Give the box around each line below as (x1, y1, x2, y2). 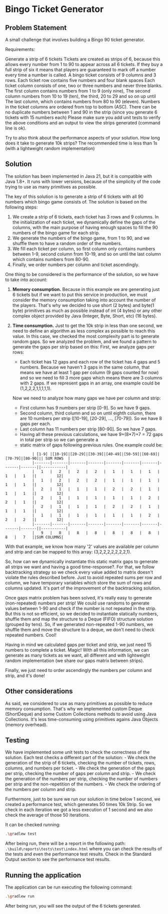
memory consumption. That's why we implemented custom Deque (5, 705, 142, 711)
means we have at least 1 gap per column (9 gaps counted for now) (19, 369, 159, 375)
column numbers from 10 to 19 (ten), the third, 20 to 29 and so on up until (5, 93, 156, 99)
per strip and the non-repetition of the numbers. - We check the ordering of (5, 781, 161, 787)
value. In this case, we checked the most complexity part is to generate (12, 333, 159, 339)
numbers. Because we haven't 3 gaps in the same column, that (19, 364, 150, 370)
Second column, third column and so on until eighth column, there (19, 410, 156, 416)
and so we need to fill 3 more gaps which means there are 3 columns (19, 374, 162, 380)
